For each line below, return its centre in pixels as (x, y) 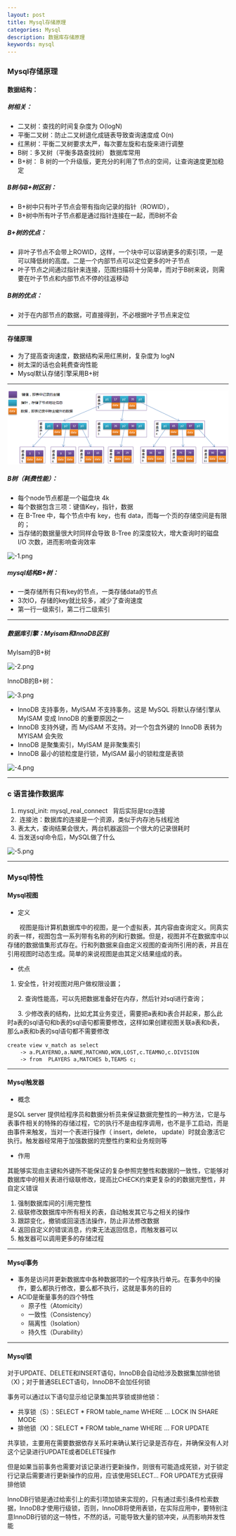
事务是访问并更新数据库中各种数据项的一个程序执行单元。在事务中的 (116, 1279)
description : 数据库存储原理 (46, 37)
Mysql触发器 (26, 1082)
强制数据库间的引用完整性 (54, 1203)
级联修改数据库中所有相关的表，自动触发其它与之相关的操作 (104, 1212)
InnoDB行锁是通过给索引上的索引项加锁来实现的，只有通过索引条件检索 (110, 1499)
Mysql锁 (20, 1356)
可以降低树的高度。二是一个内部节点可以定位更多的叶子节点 (104, 260)
